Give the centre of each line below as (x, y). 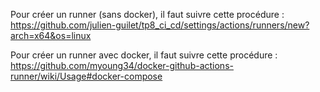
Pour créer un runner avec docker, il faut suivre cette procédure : (144, 55)
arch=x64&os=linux (51, 35)
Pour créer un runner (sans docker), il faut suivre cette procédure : (147, 14)
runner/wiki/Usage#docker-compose (86, 76)
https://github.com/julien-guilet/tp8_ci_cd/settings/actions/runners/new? (160, 25)
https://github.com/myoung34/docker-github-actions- (122, 65)
